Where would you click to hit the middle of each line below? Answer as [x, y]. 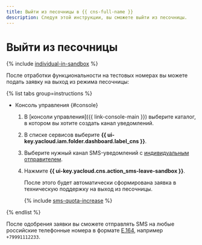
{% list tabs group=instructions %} [49, 93]
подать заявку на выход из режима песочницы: [68, 82]
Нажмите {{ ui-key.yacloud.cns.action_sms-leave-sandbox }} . [105, 171]
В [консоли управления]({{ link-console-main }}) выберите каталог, [110, 117]
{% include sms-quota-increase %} [68, 201]
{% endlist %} [24, 212]
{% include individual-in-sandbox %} [52, 64]
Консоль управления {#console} [56, 105]
